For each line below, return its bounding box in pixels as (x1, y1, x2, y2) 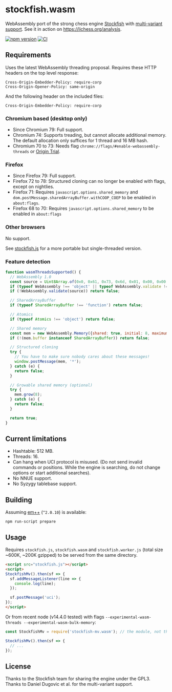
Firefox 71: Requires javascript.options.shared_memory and (12, 189, 138, 195)
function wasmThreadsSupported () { (5, 269, 81, 275)
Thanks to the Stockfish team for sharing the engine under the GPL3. (5, 676, 151, 682)
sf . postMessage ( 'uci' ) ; (10, 595, 60, 600)
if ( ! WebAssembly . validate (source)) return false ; (10, 288, 120, 294)
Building (5, 495, 32, 504)
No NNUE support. (12, 475, 52, 481)
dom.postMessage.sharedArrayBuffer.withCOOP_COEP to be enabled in (12, 195, 156, 201)
